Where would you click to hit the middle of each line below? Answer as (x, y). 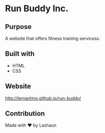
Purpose (18, 27)
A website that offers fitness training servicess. (53, 38)
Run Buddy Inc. (37, 9)
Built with (20, 54)
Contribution (25, 114)
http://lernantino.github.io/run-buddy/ (43, 98)
